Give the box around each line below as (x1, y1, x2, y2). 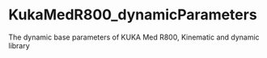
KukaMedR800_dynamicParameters (8, 6, 257, 24)
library (8, 40, 30, 50)
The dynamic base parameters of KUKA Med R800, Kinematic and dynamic (8, 32, 261, 42)
